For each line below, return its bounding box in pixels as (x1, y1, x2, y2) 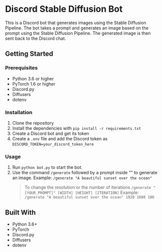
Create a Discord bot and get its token (12, 130, 89, 136)
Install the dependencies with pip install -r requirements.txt (12, 125, 141, 131)
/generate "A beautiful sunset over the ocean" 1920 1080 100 (24, 195, 155, 200)
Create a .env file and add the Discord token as (12, 135, 108, 141)
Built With (5, 208, 36, 217)
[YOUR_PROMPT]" (24, 190, 55, 195)
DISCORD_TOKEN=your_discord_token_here (12, 142, 94, 147)
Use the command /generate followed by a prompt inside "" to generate (12, 170, 158, 176)
